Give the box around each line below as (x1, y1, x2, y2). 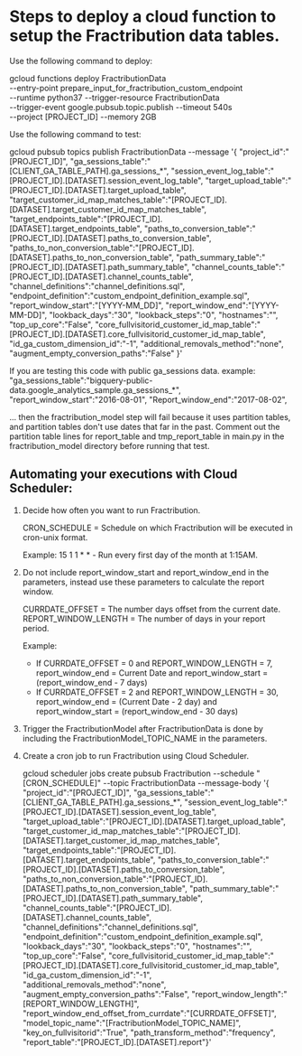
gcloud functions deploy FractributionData (9, 72, 167, 83)
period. (22, 622, 50, 633)
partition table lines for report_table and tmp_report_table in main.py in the (9, 431, 285, 442)
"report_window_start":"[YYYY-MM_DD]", (9, 300, 164, 311)
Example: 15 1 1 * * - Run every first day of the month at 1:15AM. (22, 549, 259, 560)
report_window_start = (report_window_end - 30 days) (35, 706, 239, 716)
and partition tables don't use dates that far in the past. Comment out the (9, 421, 280, 432)
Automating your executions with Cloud (9, 467, 238, 482)
